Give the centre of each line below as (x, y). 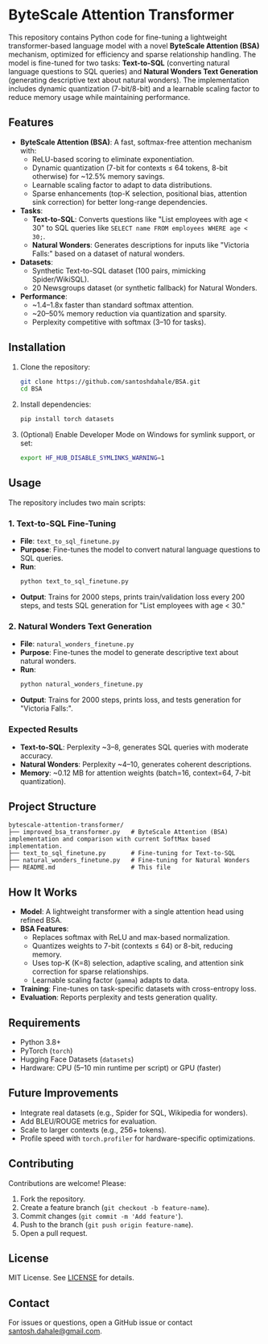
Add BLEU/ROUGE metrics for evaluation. (88, 1121)
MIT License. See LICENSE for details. (71, 1278)
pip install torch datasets (67, 419)
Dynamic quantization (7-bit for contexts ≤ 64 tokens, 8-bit (130, 168)
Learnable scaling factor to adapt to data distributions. (122, 185)
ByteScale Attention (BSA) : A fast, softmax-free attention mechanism (136, 142)
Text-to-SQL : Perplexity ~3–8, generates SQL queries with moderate (134, 747)
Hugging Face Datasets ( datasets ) (77, 1059)
